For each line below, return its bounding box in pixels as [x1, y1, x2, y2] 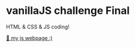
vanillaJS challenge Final [6, 4, 130, 17]
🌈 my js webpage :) [6, 34, 53, 41]
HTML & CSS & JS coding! [6, 23, 70, 30]
